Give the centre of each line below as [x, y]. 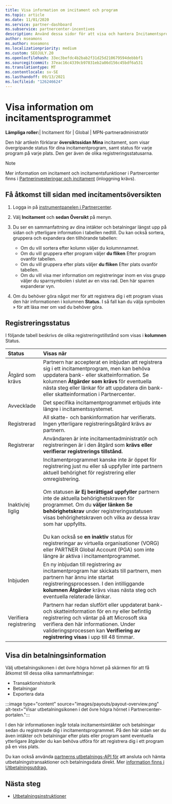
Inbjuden [18, 581]
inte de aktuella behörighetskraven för [89, 498]
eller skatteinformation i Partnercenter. [89, 395]
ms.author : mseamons [27, 44]
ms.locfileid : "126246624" [34, 82]
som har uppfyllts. [65, 524]
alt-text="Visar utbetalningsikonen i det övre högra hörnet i [68, 709]
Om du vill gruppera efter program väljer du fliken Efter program [88, 253]
